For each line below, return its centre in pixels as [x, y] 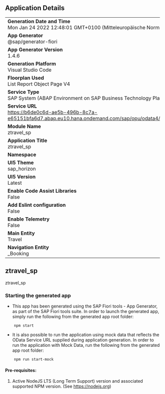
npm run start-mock [34, 359]
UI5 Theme [21, 163]
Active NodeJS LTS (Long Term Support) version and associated [78, 381]
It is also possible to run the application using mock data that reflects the [86, 335]
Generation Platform [32, 63]
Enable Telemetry [29, 219]
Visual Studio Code [29, 70]
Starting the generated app [38, 295]
